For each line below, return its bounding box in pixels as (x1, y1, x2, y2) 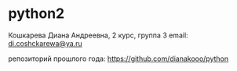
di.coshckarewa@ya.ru (8, 38, 82, 48)
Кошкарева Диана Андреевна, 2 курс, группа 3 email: (8, 30, 188, 40)
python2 (8, 5, 65, 23)
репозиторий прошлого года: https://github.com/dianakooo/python (8, 54, 229, 63)
